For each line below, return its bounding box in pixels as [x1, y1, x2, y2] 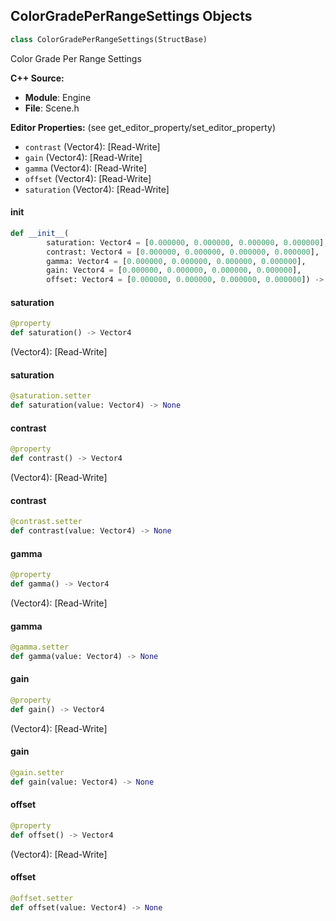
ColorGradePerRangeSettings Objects [10, 8, 253, 25]
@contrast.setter [10, 517, 83, 527]
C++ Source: [10, 72, 65, 84]
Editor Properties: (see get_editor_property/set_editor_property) [10, 121, 277, 133]
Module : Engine [24, 91, 92, 103]
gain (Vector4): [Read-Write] [24, 151, 143, 163]
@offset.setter [10, 893, 74, 903]
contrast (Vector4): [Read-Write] [24, 140, 161, 153]
